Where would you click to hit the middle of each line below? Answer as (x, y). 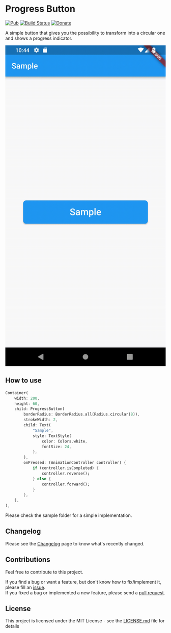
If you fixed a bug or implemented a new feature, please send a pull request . (85, 593)
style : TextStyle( (52, 436)
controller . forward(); (66, 484)
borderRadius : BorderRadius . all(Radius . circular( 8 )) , (82, 415)
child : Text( (37, 425)
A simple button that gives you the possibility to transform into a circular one (85, 33)
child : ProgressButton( (40, 409)
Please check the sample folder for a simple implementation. (69, 515)
